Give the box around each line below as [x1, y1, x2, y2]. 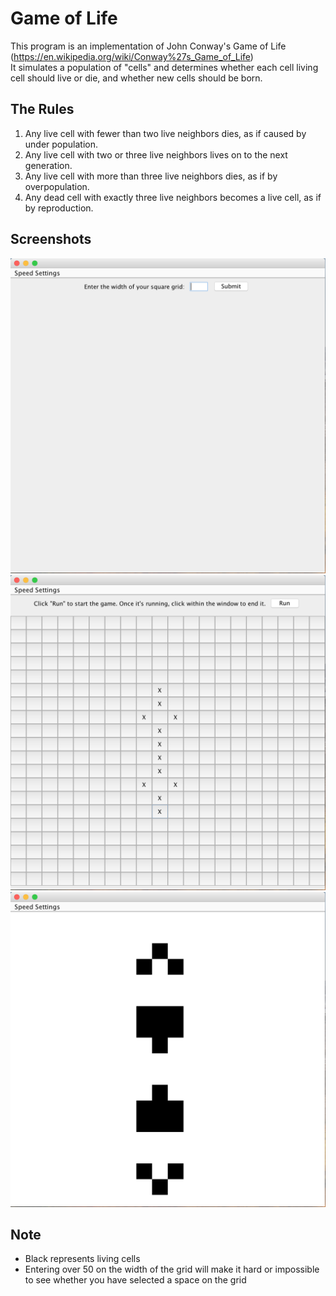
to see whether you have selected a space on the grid [24, 1274, 247, 1286]
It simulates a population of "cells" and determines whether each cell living [10, 61, 319, 73]
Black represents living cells [24, 1253, 141, 1265]
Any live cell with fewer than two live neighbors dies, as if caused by [24, 127, 307, 139]
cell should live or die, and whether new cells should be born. [10, 72, 263, 84]
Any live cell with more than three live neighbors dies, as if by [24, 170, 278, 182]
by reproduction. [24, 202, 94, 214]
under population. [24, 138, 99, 150]
